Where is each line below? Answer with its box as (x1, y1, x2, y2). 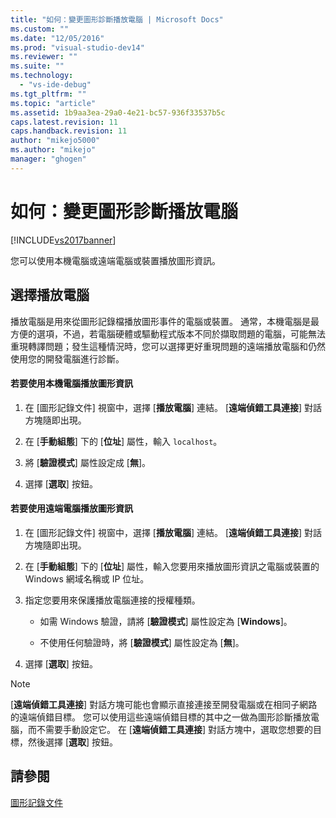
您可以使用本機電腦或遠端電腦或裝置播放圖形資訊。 (10, 254, 221, 266)
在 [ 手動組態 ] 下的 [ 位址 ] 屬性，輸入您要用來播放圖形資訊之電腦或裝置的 (24, 560, 320, 572)
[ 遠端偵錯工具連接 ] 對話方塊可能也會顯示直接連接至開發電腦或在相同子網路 (10, 698, 318, 710)
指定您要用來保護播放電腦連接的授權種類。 (24, 594, 201, 606)
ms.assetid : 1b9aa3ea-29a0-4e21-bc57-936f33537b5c (10, 107, 226, 118)
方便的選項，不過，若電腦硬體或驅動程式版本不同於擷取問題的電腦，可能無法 (10, 327, 326, 340)
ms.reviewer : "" (10, 52, 78, 62)
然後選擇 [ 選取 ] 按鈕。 (27, 736, 119, 748)
